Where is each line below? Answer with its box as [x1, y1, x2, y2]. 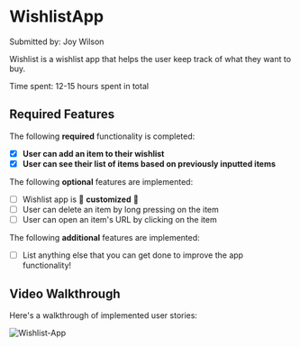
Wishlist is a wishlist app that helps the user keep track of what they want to [9, 53, 291, 64]
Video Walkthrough [9, 286, 121, 301]
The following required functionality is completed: [9, 131, 195, 142]
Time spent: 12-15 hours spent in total [9, 80, 150, 91]
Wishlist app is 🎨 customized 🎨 [22, 194, 140, 205]
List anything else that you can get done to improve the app [22, 250, 244, 260]
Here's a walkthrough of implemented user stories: [9, 309, 198, 321]
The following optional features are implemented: [9, 176, 194, 187]
